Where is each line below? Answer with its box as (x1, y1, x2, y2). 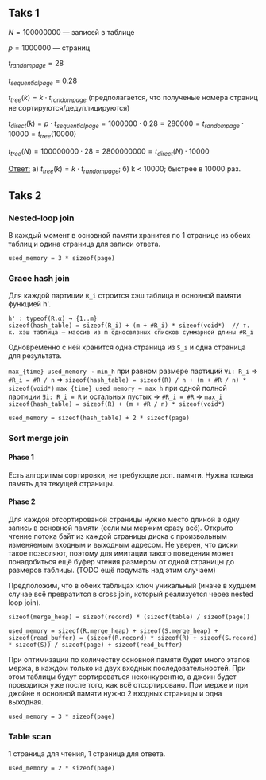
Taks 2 (8, 189, 42, 202)
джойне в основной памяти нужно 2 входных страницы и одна (8, 688, 222, 698)
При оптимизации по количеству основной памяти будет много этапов (8, 654, 251, 664)
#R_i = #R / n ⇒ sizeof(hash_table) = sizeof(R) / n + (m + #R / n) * (8, 375, 247, 384)
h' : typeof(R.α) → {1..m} (8, 314, 98, 323)
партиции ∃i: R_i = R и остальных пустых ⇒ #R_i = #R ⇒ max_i (8, 392, 223, 401)
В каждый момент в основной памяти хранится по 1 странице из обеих (8, 231, 251, 240)
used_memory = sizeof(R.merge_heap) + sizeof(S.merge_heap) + (8, 626, 218, 635)
